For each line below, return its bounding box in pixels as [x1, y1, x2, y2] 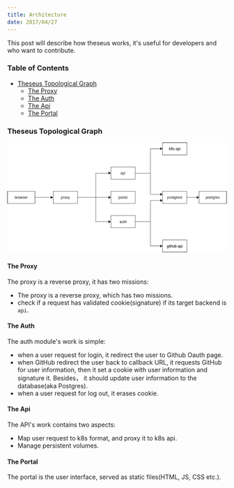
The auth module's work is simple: [7, 337, 106, 345]
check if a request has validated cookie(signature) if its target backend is [17, 298, 227, 307]
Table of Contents [7, 63, 70, 73]
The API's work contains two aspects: [7, 420, 116, 429]
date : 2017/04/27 [7, 18, 58, 26]
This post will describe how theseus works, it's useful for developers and [7, 38, 217, 47]
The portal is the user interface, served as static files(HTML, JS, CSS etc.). [7, 473, 221, 481]
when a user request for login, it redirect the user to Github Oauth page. [17, 351, 224, 359]
